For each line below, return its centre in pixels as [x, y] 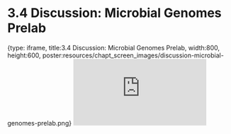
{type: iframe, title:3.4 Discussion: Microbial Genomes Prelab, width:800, [114, 48]
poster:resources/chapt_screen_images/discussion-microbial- [133, 55]
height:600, [24, 55]
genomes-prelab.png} [40, 123]
